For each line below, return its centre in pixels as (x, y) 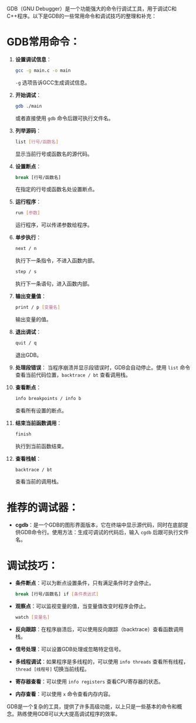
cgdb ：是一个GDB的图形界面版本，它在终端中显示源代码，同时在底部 (99, 525)
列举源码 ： (28, 131)
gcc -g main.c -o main (43, 70)
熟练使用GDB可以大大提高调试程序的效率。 (69, 714)
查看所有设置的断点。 (41, 410)
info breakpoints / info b (48, 398)
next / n (26, 249)
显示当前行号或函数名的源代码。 (54, 154)
